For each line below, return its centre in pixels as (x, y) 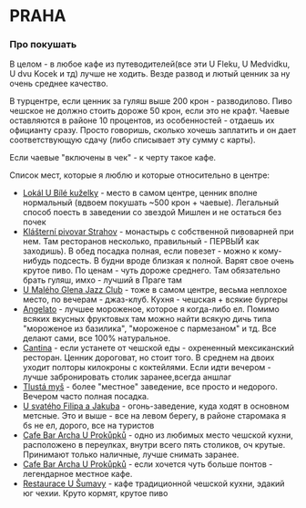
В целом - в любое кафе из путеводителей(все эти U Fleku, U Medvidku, (150, 64)
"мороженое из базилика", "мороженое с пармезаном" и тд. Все (149, 328)
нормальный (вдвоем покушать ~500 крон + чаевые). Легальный (151, 202)
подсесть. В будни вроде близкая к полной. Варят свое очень (173, 261)
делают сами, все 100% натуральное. (97, 338)
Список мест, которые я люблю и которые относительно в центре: (140, 175)
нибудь (37, 261)
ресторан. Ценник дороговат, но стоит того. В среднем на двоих (148, 358)
